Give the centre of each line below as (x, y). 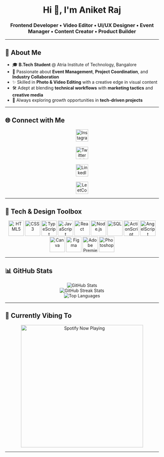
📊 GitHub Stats (29, 271)
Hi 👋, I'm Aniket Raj (82, 10)
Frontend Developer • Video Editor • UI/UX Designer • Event (82, 25)
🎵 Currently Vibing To (38, 316)
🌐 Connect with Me (35, 120)
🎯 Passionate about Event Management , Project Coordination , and (80, 72)
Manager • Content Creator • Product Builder (82, 31)
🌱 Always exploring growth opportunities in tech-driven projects (77, 100)
